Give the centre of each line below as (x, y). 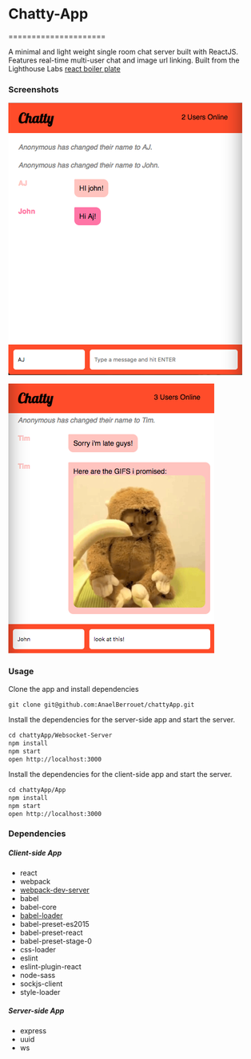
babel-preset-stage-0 (56, 941)
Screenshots (34, 89)
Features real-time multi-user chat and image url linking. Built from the (124, 60)
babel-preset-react (51, 933)
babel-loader (41, 916)
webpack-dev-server (55, 890)
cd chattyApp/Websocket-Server (60, 735)
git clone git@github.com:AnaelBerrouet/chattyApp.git (102, 705)
